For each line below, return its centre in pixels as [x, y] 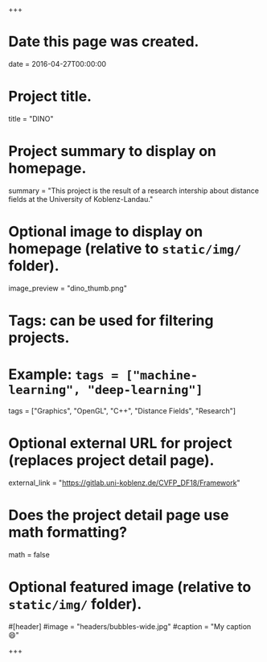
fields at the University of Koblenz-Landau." [81, 199]
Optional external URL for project [120, 444]
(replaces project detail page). [111, 461]
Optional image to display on [106, 232]
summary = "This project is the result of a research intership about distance [134, 191]
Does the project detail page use [119, 515]
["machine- [162, 375]
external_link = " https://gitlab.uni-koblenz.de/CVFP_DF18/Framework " [124, 483]
